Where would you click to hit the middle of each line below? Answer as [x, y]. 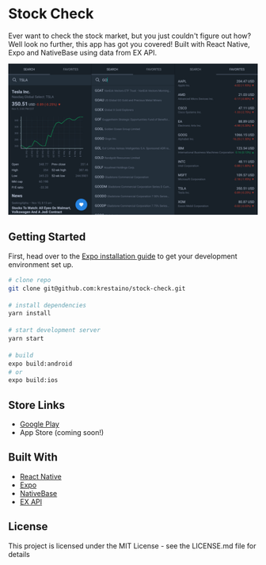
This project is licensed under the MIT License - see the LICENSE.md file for [132, 546]
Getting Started [47, 237]
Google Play [39, 424]
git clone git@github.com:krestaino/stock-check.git [97, 288]
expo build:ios [33, 380]
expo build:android [40, 364]
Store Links [37, 405]
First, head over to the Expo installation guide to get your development [123, 256]
